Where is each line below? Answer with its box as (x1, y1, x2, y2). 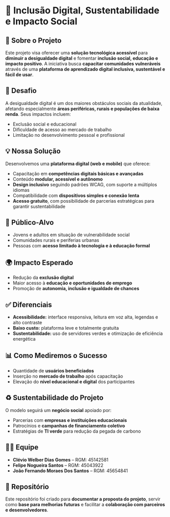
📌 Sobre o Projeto (5, 36, 62, 45)
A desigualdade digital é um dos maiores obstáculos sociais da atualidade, (5, 100, 163, 106)
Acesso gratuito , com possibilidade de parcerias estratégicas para (12, 198, 155, 204)
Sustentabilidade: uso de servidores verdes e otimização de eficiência (12, 330, 163, 336)
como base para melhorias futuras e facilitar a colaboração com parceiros (5, 502, 165, 508)
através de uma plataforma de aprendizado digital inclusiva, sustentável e (5, 66, 165, 72)
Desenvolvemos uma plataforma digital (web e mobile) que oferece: (5, 161, 151, 167)
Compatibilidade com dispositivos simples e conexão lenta (12, 192, 140, 199)
